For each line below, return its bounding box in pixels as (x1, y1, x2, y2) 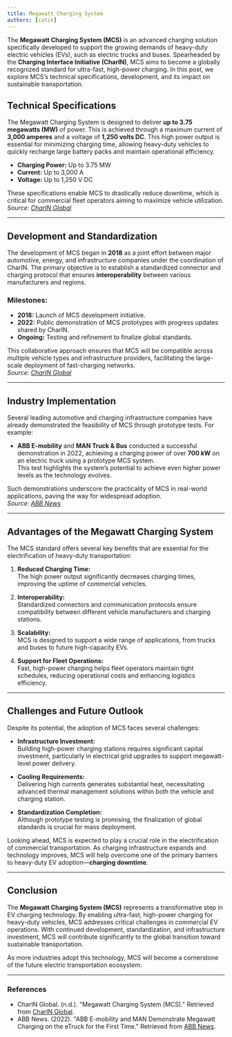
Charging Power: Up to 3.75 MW (17, 161, 111, 170)
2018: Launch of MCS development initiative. (17, 311, 146, 319)
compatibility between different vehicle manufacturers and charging (17, 608, 211, 616)
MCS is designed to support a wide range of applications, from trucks (17, 636, 216, 644)
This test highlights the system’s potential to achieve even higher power (17, 464, 221, 472)
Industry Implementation (7, 395, 116, 407)
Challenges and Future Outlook (7, 705, 144, 717)
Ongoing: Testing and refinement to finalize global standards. (17, 333, 193, 341)
